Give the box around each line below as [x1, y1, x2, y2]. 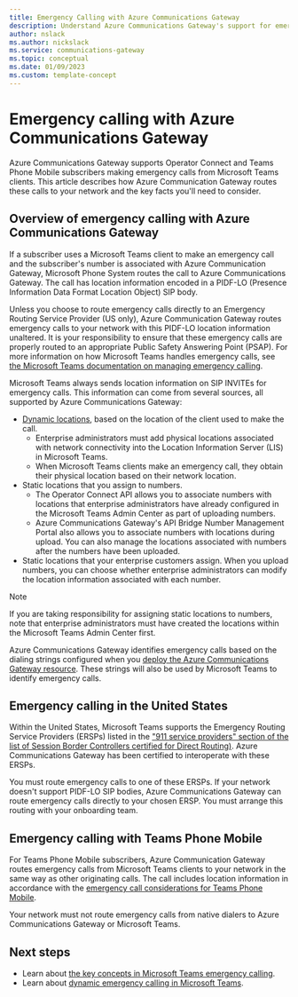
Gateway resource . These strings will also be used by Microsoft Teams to [9, 663, 278, 674]
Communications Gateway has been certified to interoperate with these [9, 750, 271, 761]
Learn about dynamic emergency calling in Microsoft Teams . [21, 977, 244, 988]
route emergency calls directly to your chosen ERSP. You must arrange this [9, 795, 284, 806]
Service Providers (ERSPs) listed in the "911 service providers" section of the [9, 732, 289, 742]
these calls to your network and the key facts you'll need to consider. [9, 186, 262, 196]
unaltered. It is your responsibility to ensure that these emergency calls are [9, 332, 283, 343]
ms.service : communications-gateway [9, 46, 145, 55]
